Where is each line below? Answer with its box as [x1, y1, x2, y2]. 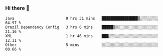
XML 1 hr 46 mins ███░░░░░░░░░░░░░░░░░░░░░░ [5, 34, 158, 39]
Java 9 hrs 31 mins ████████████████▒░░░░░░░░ [5, 16, 158, 21]
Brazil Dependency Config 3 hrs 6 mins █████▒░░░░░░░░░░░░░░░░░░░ [5, 25, 158, 30]
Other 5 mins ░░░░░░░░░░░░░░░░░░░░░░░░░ [5, 42, 158, 47]
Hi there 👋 [5, 5, 30, 12]
